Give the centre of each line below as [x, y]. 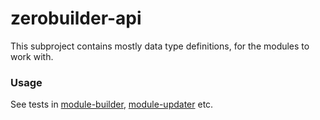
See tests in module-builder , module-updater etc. [112, 104]
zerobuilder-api [76, 18]
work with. [32, 56]
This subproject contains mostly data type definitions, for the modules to [160, 46]
